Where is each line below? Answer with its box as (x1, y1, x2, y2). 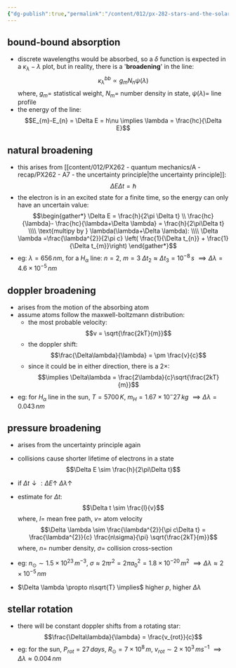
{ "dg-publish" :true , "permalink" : (7, 10, 105, 18)
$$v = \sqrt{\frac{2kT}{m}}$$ (85, 329, 172, 338)
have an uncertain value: (17, 201, 89, 210)
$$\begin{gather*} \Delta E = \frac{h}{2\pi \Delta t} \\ (32, 212, 186, 220)
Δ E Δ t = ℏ (110, 182, 137, 191)
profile (17, 98, 37, 106)
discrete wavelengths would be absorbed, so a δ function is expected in (17, 55, 226, 63)
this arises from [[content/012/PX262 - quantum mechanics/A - (17, 163, 202, 172)
